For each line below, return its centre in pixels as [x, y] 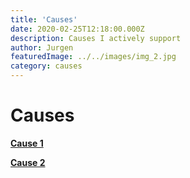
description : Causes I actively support [96, 38]
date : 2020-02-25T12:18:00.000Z [77, 29]
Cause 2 [28, 162]
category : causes [46, 66]
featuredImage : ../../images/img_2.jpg [93, 57]
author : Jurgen [42, 47]
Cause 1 [27, 143]
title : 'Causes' [44, 19]
